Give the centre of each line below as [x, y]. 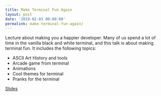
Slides [11, 89]
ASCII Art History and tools [40, 58]
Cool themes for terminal [38, 74]
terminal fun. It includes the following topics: [51, 48]
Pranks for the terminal [36, 79]
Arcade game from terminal [41, 63]
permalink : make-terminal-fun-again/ [44, 24]
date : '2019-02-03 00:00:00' [35, 19]
